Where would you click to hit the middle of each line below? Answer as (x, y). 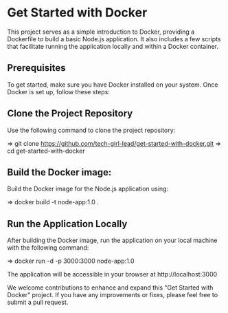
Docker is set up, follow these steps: (58, 91)
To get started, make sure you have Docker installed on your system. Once (113, 85)
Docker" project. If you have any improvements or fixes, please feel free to (113, 295)
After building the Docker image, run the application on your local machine (112, 240)
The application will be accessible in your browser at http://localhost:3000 (112, 274)
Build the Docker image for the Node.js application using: (88, 189)
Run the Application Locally (67, 224)
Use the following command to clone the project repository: (91, 130)
